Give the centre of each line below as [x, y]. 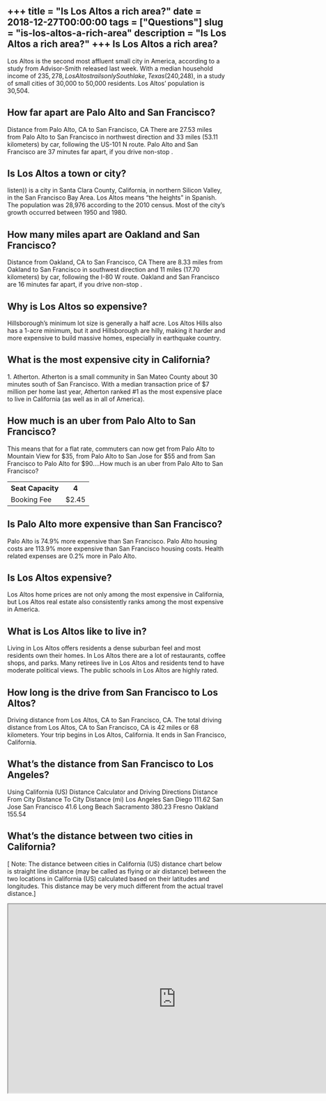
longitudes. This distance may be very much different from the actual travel [115, 886]
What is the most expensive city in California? [109, 360]
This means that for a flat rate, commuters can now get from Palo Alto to [111, 449]
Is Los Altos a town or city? [67, 174]
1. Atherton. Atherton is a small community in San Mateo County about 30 [112, 377]
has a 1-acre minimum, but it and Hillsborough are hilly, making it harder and [116, 331]
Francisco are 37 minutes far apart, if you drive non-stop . [90, 151]
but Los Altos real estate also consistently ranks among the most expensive [116, 602]
